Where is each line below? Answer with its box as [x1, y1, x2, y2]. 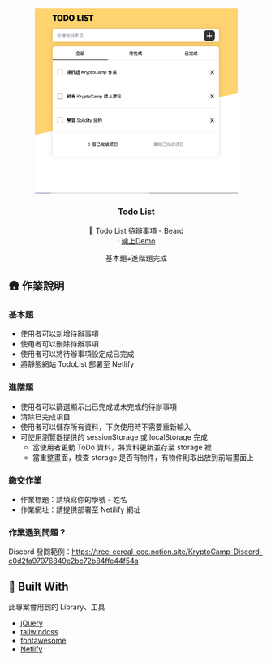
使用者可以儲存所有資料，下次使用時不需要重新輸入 [19, 422, 191, 432]
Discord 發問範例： [8, 547, 72, 557]
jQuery [19, 618, 43, 628]
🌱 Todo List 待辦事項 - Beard [88, 226, 184, 235]
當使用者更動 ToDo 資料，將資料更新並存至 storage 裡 [32, 442, 213, 452]
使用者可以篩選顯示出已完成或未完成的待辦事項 [19, 402, 177, 411]
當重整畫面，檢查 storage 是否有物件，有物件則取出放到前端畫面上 [32, 452, 254, 462]
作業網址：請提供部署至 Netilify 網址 [19, 505, 141, 514]
